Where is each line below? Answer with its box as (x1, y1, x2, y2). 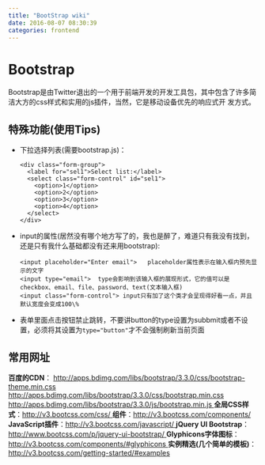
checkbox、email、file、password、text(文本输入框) (19, 284, 184, 292)
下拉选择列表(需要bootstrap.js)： (19, 146, 127, 155)
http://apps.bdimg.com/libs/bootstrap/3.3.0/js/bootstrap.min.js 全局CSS (8, 399, 243, 409)
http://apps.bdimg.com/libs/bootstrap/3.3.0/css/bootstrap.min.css (8, 390, 224, 399)
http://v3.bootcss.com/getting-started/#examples (8, 448, 170, 457)
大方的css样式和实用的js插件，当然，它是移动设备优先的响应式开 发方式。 (14, 97, 256, 107)
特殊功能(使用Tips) (8, 123, 101, 136)
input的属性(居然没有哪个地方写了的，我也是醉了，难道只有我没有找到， (19, 231, 254, 241)
